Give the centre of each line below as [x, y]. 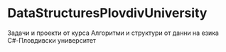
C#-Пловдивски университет [52, 40]
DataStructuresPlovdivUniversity [107, 13]
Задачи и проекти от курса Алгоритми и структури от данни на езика [113, 33]
